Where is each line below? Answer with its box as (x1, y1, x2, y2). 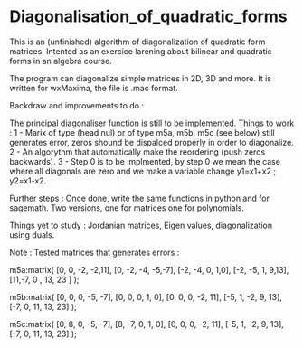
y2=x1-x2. (9, 174, 47, 186)
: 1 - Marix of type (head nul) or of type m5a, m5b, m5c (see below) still (9, 127, 276, 137)
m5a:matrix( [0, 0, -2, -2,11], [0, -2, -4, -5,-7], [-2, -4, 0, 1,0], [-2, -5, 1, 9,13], (9, 264, 289, 275)
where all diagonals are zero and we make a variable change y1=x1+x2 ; (9, 165, 277, 176)
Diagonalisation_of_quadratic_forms (9, 6, 288, 27)
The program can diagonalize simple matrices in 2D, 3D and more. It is (9, 72, 272, 83)
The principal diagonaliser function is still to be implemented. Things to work (9, 118, 295, 128)
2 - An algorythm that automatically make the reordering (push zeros (9, 146, 266, 157)
